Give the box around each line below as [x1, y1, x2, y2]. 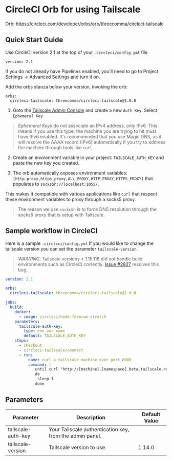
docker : [14, 309, 31, 314]
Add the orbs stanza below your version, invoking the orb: [5, 83, 128, 90]
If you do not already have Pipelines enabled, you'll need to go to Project [5, 68, 159, 74]
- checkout [18, 343, 42, 348]
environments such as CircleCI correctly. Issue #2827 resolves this [17, 261, 159, 267]
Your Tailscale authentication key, [48, 425, 130, 433]
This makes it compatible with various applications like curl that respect [5, 190, 158, 197]
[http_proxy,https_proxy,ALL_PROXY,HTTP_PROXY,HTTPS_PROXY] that [12, 175, 154, 181]
